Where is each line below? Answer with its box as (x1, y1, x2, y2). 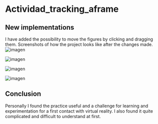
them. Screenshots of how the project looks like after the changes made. (5, 41, 153, 47)
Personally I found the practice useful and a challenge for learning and (5, 103, 149, 109)
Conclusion (5, 90, 41, 98)
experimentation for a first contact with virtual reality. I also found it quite (5, 108, 153, 114)
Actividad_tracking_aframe (5, 3, 119, 15)
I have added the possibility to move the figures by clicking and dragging (5, 36, 153, 42)
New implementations (5, 23, 75, 32)
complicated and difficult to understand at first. (5, 113, 101, 119)
